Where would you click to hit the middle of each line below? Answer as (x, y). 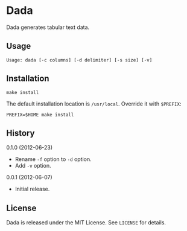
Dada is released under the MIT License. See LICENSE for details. (86, 223)
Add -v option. (33, 166)
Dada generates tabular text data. (48, 27)
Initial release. (32, 189)
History (21, 133)
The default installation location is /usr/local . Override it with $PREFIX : (94, 104)
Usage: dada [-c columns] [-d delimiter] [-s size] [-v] (79, 60)
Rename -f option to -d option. (53, 159)
